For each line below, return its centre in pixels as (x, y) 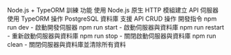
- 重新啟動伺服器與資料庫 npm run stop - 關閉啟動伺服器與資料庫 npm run (112, 36)
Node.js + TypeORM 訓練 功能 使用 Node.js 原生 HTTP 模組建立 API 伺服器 (113, 10)
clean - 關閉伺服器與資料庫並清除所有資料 (67, 44)
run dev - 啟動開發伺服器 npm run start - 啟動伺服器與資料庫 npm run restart (116, 27)
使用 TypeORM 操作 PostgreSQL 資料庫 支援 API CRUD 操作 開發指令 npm (112, 19)
